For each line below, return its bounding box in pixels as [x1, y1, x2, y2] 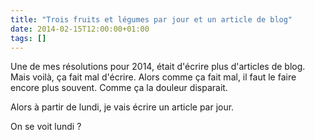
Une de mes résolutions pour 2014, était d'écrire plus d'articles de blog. [10, 61, 306, 73]
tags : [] [10, 33, 47, 43]
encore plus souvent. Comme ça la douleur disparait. [10, 82, 228, 94]
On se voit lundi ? [10, 121, 82, 133]
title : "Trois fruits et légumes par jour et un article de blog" [10, 14, 293, 25]
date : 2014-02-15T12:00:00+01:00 [10, 24, 150, 34]
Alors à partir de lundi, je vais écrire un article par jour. [10, 101, 235, 113]
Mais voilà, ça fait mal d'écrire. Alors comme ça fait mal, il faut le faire [10, 71, 297, 83]
